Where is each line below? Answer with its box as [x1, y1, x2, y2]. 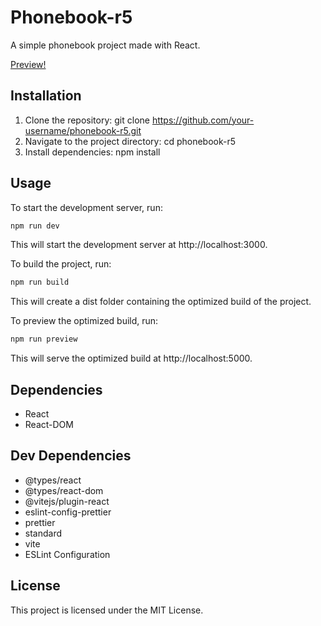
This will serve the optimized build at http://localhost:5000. [10, 352, 253, 365]
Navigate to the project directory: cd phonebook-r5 [24, 135, 236, 147]
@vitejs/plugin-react [24, 495, 110, 507]
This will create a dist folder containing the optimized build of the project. [10, 296, 312, 308]
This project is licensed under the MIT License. [10, 604, 204, 616]
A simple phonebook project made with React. [10, 39, 201, 51]
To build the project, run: [10, 258, 112, 270]
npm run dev [10, 221, 60, 231]
